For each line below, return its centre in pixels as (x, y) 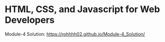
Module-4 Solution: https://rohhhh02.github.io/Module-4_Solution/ (75, 34)
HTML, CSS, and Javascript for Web (82, 9)
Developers (30, 20)
